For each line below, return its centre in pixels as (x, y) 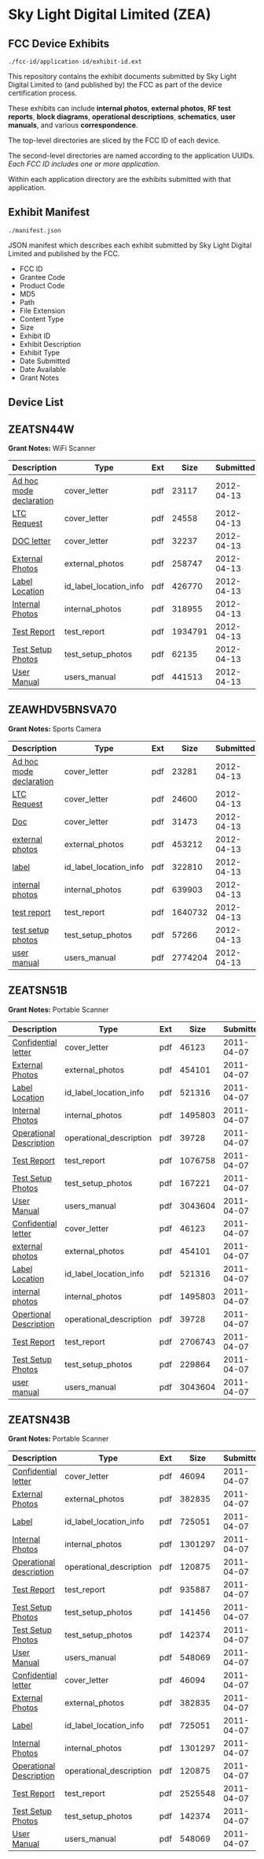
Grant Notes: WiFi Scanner (52, 448)
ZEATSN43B (39, 1420)
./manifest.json (35, 230)
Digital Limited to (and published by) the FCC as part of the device (115, 85)
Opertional (31, 1314)
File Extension (42, 310)
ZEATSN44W (41, 429)
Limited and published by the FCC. (64, 253)
